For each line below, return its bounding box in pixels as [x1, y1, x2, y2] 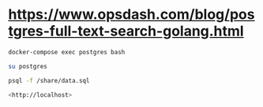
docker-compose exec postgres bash [8, 48, 126, 56]
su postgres [8, 62, 47, 70]
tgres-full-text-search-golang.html [8, 22, 244, 40]
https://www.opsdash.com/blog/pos [8, 6, 255, 24]
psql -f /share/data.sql [8, 76, 90, 84]
